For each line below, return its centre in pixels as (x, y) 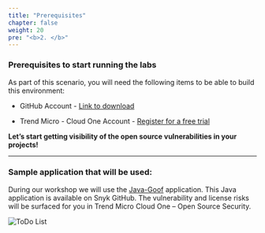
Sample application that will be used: (80, 172)
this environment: (37, 91)
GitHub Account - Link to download (77, 105)
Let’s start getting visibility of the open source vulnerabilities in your (123, 136)
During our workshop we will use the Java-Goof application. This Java (122, 189)
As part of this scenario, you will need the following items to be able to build (131, 82)
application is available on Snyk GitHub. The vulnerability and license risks (129, 198)
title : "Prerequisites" (47, 15)
